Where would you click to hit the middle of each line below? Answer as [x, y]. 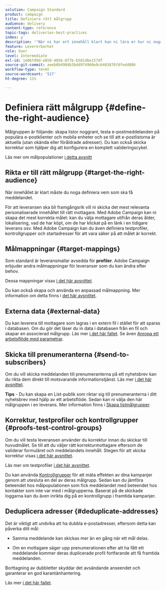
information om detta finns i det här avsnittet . [51, 296]
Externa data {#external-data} [53, 311]
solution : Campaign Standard [35, 10]
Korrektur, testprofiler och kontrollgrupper [72, 420]
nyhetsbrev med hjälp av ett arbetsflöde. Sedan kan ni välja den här [74, 399]
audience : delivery [25, 23]
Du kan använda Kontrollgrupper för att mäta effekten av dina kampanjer [79, 475]
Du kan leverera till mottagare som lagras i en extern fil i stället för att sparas [83, 323]
